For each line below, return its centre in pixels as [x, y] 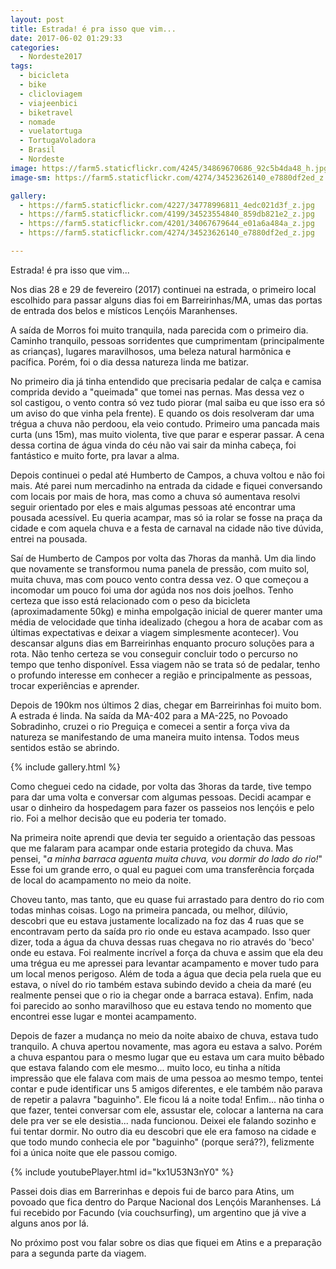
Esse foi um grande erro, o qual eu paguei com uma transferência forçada [162, 869]
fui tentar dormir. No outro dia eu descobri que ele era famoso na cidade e [163, 1131]
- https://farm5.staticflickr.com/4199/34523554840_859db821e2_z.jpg [167, 214]
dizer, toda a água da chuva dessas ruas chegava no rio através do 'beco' [162, 942]
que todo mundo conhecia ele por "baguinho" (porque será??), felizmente [162, 1142]
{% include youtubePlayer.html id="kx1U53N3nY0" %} [122, 1172]
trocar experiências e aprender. [75, 685]
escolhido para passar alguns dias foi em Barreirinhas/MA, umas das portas [166, 300]
